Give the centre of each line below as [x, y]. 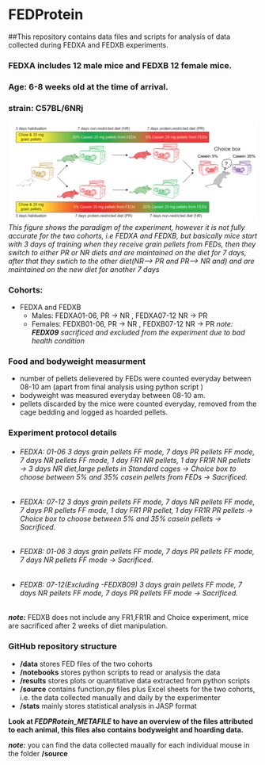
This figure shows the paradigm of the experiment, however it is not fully [127, 227]
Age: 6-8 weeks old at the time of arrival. [88, 86]
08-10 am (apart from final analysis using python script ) [112, 387]
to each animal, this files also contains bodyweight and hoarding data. [126, 729]
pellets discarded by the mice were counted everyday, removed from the [138, 404]
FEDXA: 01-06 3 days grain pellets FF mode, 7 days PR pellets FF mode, [137, 451]
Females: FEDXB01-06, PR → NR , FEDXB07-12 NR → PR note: [132, 324]
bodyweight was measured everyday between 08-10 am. [112, 396]
